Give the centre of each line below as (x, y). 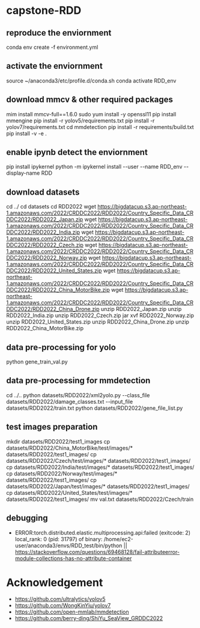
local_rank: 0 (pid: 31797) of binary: (59, 539)
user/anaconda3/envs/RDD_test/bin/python (68, 545)
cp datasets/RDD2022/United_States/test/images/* (70, 492)
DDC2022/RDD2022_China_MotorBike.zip (58, 290)
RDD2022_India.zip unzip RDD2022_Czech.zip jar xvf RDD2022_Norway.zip (100, 316)
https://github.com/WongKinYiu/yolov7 (63, 606)
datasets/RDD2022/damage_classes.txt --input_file (70, 401)
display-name (23, 173)
